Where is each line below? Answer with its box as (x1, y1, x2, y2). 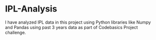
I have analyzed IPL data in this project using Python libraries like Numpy (5, 19, 151, 25)
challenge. (5, 29, 26, 35)
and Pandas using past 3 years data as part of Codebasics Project (5, 24, 138, 30)
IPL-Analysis (5, 3, 58, 14)
